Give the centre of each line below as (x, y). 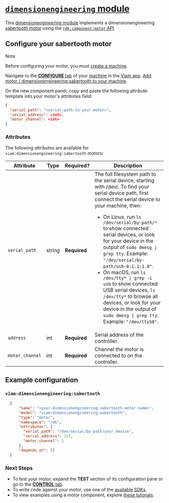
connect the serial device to (128, 200)
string (53, 250)
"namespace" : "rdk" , (40, 422)
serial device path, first (122, 193)
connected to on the (118, 356)
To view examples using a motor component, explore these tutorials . (83, 495)
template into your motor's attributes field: (49, 96)
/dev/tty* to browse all (131, 296)
